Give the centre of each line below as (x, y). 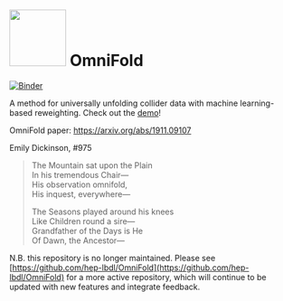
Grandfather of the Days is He (87, 230)
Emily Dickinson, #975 (51, 147)
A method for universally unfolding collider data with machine (124, 103)
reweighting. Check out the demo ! (98, 112)
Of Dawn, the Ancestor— (78, 240)
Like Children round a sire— (83, 221)
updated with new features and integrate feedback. (105, 287)
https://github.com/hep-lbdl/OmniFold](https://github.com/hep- (131, 268)
